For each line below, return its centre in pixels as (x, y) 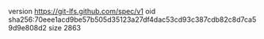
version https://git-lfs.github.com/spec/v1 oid (82, 11)
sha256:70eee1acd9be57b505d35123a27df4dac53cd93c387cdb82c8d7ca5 (132, 19)
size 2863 (65, 28)
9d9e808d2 (28, 28)
